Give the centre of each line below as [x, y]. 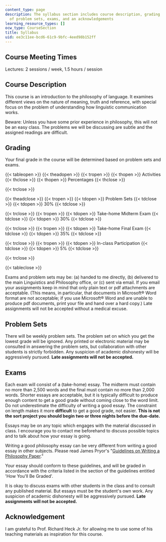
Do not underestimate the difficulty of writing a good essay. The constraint [81, 405]
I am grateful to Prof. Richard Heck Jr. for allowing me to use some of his [79, 529]
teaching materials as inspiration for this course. [54, 534]
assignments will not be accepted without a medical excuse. [66, 309]
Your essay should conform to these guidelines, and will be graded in [75, 465]
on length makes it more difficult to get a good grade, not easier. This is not [83, 411]
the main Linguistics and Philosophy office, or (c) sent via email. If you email [83, 282]
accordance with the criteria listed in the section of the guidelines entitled [80, 471]
